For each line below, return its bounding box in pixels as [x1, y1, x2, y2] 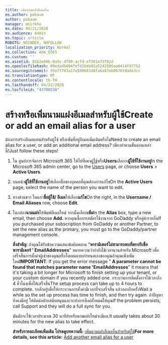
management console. [12, 232, 59, 238]
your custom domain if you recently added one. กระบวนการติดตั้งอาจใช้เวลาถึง [12, 275, 162, 281]
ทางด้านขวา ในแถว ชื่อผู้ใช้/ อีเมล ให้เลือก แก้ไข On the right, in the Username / [12, 194, 152, 200]
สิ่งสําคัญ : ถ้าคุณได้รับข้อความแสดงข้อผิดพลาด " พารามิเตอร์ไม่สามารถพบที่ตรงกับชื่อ [12, 242, 148, 248]
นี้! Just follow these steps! [5, 148, 59, 154]
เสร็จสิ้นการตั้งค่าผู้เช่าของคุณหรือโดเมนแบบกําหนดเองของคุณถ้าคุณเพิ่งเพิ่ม [12, 253, 134, 259]
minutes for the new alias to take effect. [12, 319, 95, 325]
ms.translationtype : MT [5, 73, 55, 78]
